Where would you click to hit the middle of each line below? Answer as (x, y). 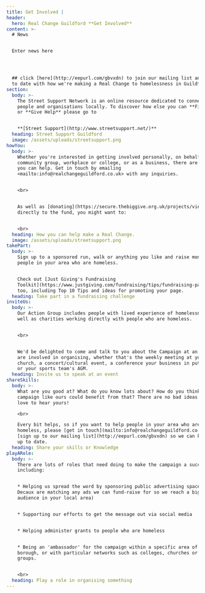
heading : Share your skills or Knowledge (65, 447)
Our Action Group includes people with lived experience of (95, 313)
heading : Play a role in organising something (72, 581)
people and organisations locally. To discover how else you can (102, 107)
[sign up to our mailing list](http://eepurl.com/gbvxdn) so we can (106, 436)
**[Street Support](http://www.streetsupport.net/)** (87, 129)
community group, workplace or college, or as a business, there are (108, 162)
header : (16, 18)
